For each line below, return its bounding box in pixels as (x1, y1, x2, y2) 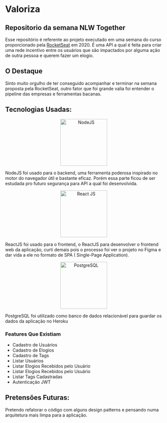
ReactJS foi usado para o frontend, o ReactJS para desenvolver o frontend (5, 241, 159, 247)
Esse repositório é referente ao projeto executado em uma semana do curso (5, 36, 162, 42)
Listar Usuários (12, 358, 44, 364)
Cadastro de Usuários (12, 342, 57, 348)
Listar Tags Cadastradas (12, 374, 63, 380)
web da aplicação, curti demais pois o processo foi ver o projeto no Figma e (5, 246, 161, 253)
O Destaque (5, 67, 43, 75)
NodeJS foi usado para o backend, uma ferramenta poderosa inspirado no (5, 170, 158, 176)
